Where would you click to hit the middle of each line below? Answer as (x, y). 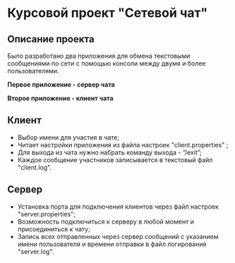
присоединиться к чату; (54, 229)
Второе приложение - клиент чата (61, 98)
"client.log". (34, 167)
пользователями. (33, 71)
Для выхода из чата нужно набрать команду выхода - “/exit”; (110, 152)
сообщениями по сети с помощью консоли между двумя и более (107, 63)
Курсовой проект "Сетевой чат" (108, 13)
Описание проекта (51, 39)
